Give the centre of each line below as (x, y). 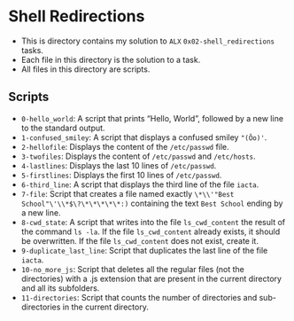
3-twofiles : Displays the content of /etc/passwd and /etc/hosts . (138, 156)
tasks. (32, 50)
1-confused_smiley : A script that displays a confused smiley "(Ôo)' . (144, 137)
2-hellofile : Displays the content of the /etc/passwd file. (125, 146)
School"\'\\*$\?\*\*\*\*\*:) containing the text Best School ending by (152, 203)
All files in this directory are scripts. (85, 69)
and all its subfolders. (60, 288)
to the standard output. (63, 128)
